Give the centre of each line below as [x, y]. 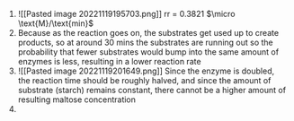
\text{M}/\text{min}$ [56, 23]
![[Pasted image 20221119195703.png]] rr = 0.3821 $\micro [126, 14]
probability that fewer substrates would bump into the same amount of [148, 52]
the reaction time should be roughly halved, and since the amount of [144, 80]
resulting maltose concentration [77, 99]
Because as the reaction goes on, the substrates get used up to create [148, 33]
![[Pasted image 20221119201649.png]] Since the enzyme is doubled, [146, 71]
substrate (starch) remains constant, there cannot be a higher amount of [151, 90]
